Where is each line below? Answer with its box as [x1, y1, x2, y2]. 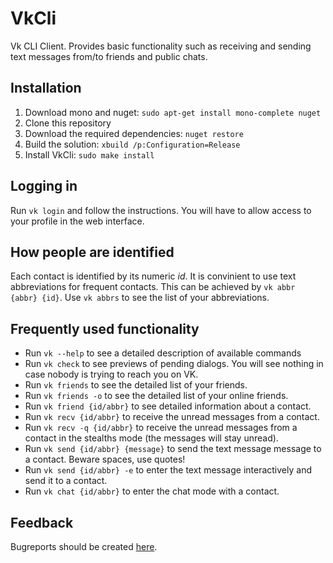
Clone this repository [24, 117, 112, 129]
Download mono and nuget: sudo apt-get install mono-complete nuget [24, 106, 322, 118]
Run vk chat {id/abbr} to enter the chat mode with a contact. [24, 485, 280, 497]
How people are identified [10, 243, 175, 261]
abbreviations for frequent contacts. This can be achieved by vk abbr [10, 281, 296, 293]
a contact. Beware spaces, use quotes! [24, 453, 186, 466]
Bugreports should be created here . [10, 541, 158, 552]
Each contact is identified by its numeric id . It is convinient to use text [10, 270, 297, 282]
